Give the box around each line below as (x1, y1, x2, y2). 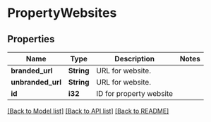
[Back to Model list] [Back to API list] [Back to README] (7, 107, 169, 115)
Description (114, 54, 155, 63)
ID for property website (96, 89, 174, 98)
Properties (7, 33, 55, 45)
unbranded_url (11, 78, 62, 87)
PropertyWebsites (7, 5, 117, 21)
